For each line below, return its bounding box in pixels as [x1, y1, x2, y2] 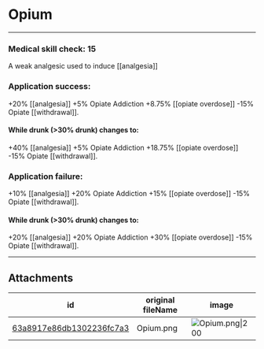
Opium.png [136, 323, 178, 334]
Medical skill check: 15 [8, 43, 97, 54]
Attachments [8, 271, 74, 284]
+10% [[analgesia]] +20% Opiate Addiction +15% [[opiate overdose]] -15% [8, 189, 250, 199]
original [145, 295, 175, 306]
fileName [142, 305, 178, 316]
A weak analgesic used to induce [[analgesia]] [8, 61, 159, 71]
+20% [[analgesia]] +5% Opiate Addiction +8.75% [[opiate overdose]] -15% [8, 98, 254, 108]
